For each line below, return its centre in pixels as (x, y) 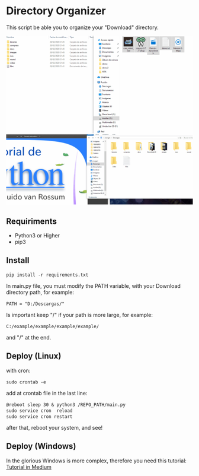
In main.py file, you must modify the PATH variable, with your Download (93, 285)
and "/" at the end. (29, 337)
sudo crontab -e (26, 382)
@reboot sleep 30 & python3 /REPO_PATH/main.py (66, 405)
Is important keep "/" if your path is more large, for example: (79, 315)
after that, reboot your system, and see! (54, 427)
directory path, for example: (40, 292)
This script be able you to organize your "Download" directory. (82, 27)
